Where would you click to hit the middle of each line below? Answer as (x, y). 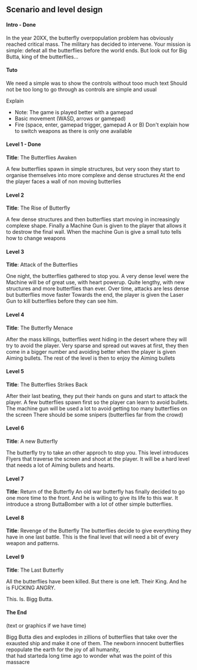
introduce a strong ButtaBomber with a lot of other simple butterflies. (89, 504)
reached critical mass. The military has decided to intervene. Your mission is (98, 44)
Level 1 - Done (24, 144)
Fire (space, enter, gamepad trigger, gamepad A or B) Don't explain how (102, 125)
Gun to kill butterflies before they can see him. (62, 301)
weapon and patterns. (33, 543)
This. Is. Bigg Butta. (30, 599)
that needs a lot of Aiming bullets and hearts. (60, 465)
